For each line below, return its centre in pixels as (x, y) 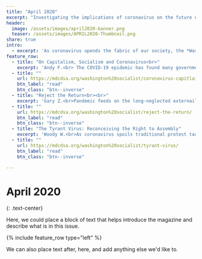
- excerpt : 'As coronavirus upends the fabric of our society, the (98, 51)
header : (16, 23)
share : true (21, 40)
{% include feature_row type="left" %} (54, 238)
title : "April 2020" (32, 12)
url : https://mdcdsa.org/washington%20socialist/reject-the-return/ (105, 112)
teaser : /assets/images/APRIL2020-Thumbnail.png (74, 34)
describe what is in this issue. (43, 226)
